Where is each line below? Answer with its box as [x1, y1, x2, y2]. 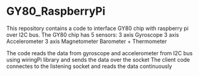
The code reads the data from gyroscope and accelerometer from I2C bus [6, 49, 193, 56]
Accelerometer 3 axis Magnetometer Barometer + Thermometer [6, 37, 167, 45]
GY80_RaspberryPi [6, 4, 106, 18]
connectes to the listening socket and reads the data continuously [6, 63, 172, 70]
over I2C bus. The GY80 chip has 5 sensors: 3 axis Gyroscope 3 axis [6, 31, 179, 38]
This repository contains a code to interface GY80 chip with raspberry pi [6, 25, 189, 32]
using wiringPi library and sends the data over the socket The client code [6, 56, 190, 63]
